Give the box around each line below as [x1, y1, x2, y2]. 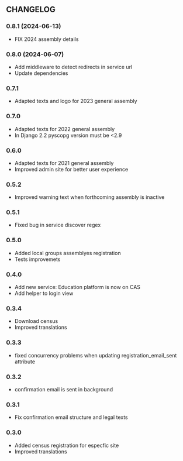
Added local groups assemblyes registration [14, 249, 121, 256]
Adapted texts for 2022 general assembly [14, 125, 115, 132]
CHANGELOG [6, 5, 56, 15]
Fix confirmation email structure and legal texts [14, 414, 128, 421]
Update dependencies [14, 70, 68, 77]
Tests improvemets [14, 256, 61, 263]
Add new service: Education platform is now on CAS [14, 284, 141, 291]
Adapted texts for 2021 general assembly [14, 159, 114, 166]
